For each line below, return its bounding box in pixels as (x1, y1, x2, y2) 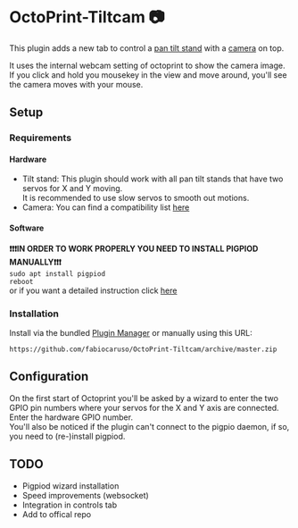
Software (9, 222, 45, 233)
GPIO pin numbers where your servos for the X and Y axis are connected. (9, 402, 279, 413)
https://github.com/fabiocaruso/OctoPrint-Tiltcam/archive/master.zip (9, 345, 277, 354)
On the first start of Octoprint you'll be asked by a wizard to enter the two (9, 392, 279, 403)
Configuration (9, 369, 89, 384)
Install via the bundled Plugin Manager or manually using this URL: (9, 327, 252, 338)
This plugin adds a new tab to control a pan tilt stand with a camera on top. (9, 42, 285, 54)
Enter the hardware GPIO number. (9, 412, 134, 423)
